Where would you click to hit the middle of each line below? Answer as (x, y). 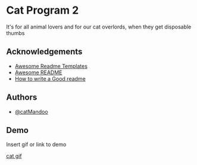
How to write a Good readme (50, 78)
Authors (22, 98)
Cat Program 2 (43, 10)
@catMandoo (32, 112)
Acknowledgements (44, 52)
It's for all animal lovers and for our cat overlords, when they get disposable (99, 27)
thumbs (15, 33)
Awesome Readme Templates (51, 66)
